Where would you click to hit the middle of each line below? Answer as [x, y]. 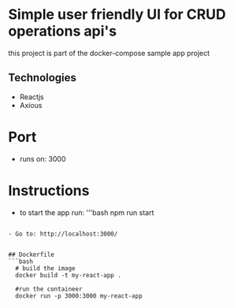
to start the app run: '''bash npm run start [87, 212]
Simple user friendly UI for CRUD [117, 15]
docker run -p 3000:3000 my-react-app [79, 296]
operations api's [62, 31]
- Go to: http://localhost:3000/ [63, 234]
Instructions [49, 190]
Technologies [43, 78]
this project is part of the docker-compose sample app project [109, 53]
